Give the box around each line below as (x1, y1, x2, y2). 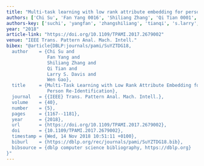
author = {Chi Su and (12, 49, 75, 55)
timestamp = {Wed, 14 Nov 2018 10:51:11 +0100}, (12, 133, 137, 140)
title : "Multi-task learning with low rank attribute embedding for (6, 9, 183, 15)
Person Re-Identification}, (47, 88, 118, 94)
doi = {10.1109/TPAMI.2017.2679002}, (12, 128, 123, 134)
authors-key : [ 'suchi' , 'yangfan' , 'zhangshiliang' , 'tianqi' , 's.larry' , (6, 20, 200, 26)
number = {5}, (12, 105, 56, 111)
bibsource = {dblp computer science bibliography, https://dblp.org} (12, 144, 191, 151)
